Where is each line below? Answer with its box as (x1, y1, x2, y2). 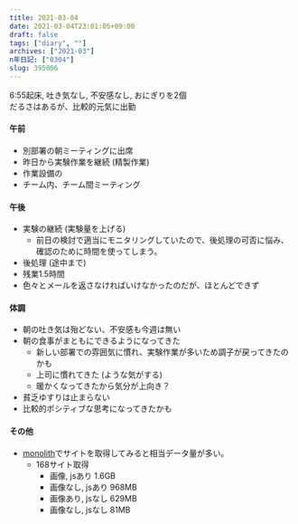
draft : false (9, 30, 59, 39)
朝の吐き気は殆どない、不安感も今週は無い (22, 324, 182, 335)
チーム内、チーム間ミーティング (22, 179, 142, 190)
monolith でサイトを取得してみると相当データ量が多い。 (22, 447, 229, 458)
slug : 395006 (9, 64, 59, 73)
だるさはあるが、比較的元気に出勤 (9, 100, 136, 111)
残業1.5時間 (22, 269, 65, 280)
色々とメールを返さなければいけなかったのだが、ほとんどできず (22, 280, 260, 291)
